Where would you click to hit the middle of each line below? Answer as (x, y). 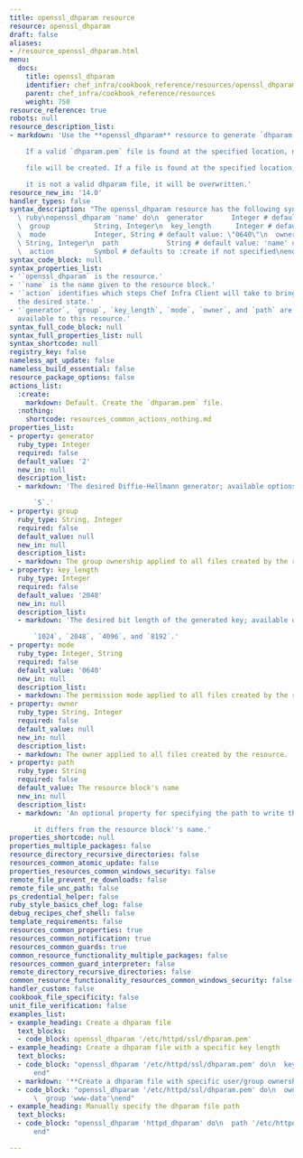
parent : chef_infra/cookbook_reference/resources (121, 93)
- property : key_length (54, 570)
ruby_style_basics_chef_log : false (76, 905)
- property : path (42, 763)
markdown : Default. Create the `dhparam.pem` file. (124, 403)
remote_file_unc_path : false (64, 888)
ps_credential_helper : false (64, 897)
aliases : (26, 43)
